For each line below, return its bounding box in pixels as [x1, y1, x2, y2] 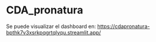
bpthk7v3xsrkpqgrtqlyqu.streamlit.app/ [6, 29, 101, 36]
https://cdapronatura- [97, 23, 150, 30]
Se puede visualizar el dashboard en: [6, 23, 96, 30]
